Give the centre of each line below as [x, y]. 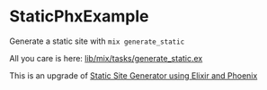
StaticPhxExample [80, 16]
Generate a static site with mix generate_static [97, 41]
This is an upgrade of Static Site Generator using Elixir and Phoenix [133, 75]
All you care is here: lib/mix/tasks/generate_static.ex [106, 58]
